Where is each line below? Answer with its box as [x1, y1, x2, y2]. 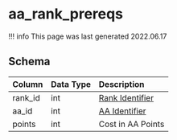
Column [12, 78, 43, 89]
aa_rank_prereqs [8, 5, 123, 23]
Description [98, 78, 145, 89]
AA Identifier [98, 105, 146, 117]
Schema [8, 55, 51, 68]
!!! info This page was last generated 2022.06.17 [8, 31, 167, 41]
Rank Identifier [98, 92, 154, 103]
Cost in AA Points [98, 118, 165, 130]
